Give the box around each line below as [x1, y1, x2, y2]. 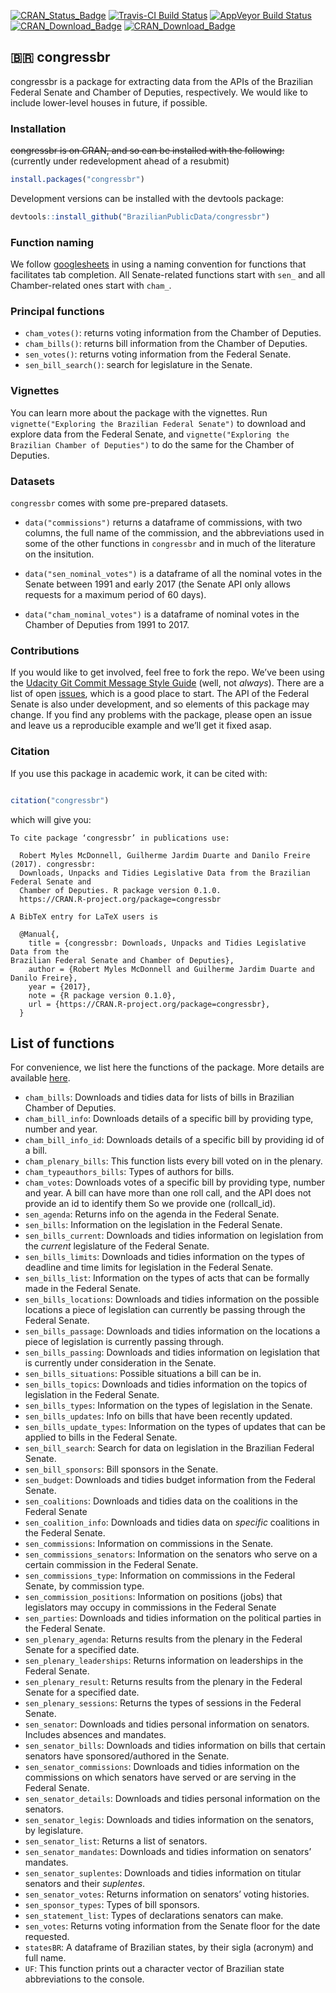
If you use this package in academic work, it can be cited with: [10, 767, 268, 779]
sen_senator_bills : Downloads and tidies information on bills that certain [24, 1740, 326, 1752]
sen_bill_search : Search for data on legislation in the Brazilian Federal [24, 1442, 315, 1454]
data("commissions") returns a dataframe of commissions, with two [24, 516, 303, 529]
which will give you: [10, 813, 92, 825]
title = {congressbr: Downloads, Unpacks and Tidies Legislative [28, 938, 307, 948]
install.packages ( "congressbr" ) [10, 175, 145, 185]
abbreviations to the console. [24, 1973, 145, 1985]
